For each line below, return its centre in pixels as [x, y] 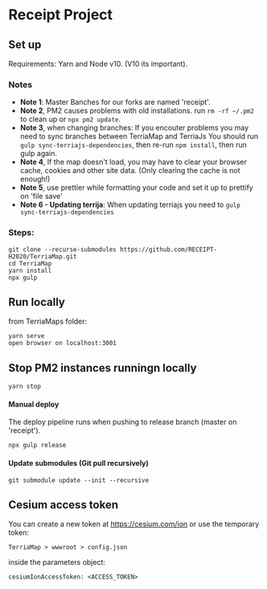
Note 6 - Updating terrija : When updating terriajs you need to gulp [130, 205]
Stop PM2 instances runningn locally [103, 368]
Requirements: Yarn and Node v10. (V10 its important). [98, 64]
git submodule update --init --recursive [79, 480]
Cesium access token [64, 505]
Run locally [37, 302]
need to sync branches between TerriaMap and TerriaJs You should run [139, 136]
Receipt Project [61, 15]
